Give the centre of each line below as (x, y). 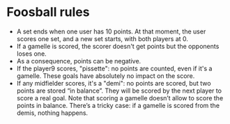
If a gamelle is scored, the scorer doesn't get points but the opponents (118, 46)
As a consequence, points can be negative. (79, 61)
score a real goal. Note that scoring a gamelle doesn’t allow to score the (120, 98)
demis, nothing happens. (52, 113)
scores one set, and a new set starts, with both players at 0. (102, 38)
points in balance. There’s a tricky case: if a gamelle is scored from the (118, 105)
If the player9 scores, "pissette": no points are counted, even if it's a (114, 68)
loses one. (31, 54)
